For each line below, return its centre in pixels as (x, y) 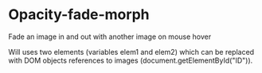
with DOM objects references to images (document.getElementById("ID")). (131, 60)
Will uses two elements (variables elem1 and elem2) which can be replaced (131, 52)
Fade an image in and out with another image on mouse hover (110, 36)
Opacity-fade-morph (79, 15)
